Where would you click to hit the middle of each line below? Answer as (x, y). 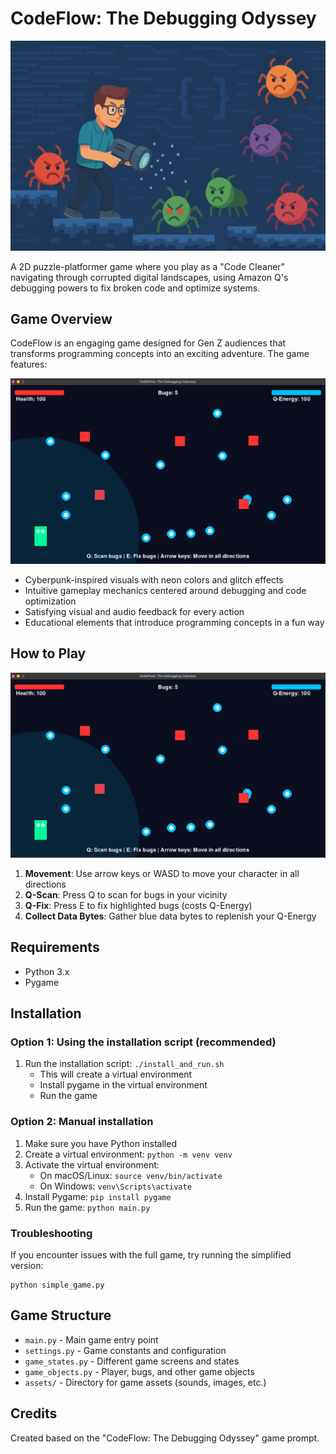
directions (45, 884)
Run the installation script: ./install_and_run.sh (124, 1064)
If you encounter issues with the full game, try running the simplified (151, 1254)
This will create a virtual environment (115, 1074)
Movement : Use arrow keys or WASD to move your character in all (162, 873)
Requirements (55, 947)
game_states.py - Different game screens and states (132, 1361)
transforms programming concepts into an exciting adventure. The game (160, 354)
